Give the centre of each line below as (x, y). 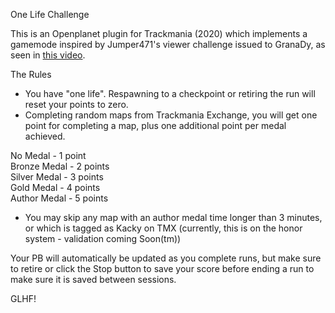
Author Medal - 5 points (59, 198)
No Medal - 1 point (48, 155)
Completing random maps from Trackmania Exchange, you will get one (171, 115)
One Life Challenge (50, 14)
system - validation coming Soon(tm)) (103, 238)
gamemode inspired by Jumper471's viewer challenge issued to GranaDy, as (168, 44)
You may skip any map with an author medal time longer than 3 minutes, (173, 217)
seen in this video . (48, 55)
